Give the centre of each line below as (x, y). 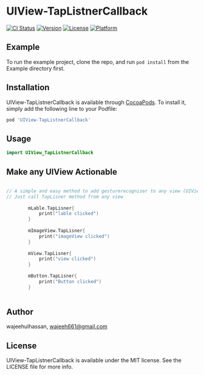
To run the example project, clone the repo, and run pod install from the (98, 61)
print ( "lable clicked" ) (69, 214)
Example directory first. (36, 68)
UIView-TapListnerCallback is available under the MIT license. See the (94, 360)
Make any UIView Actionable (62, 172)
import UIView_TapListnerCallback (50, 153)
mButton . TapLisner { (53, 276)
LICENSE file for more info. (40, 367)
